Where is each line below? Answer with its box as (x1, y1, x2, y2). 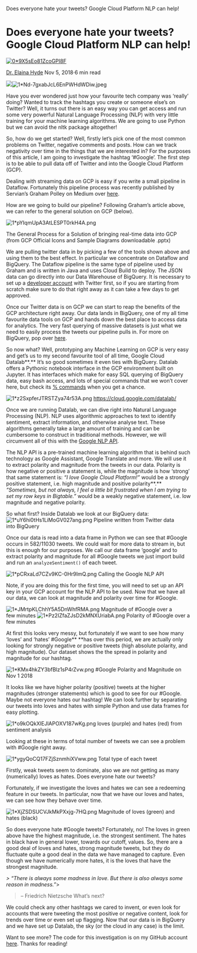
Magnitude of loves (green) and (98, 808, 175, 815)
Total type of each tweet (98, 755, 158, 762)
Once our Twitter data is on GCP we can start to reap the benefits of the (6, 303, 181, 310)
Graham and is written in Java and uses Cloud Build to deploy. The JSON (6, 267, 183, 274)
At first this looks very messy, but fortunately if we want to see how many (6, 629, 184, 637)
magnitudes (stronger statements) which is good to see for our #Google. (6, 690, 182, 697)
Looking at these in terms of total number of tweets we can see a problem (6, 737, 185, 744)
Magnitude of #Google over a (101, 606, 172, 613)
